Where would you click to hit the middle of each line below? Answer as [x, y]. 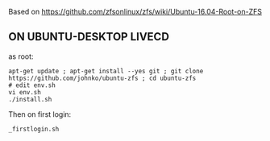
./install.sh [30, 99]
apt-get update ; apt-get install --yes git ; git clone [106, 71]
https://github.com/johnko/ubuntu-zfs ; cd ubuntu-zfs [102, 78]
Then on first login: [40, 114]
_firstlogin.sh [34, 129]
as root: [21, 56]
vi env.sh [25, 92]
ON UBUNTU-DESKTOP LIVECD [89, 37]
